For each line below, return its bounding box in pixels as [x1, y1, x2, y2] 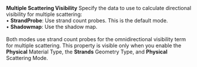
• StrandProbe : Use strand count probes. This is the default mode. [6, 17, 168, 24]
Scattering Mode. [6, 55, 48, 61]
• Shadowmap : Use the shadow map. [6, 24, 98, 30]
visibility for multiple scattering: [6, 11, 82, 18]
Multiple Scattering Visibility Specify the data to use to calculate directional [6, 5, 192, 11]
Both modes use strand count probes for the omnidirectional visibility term [6, 36, 186, 42]
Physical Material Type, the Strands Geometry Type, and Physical [6, 48, 168, 55]
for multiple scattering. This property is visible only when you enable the [6, 42, 182, 49]
